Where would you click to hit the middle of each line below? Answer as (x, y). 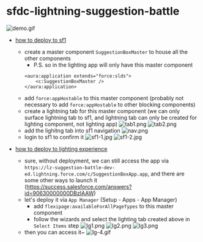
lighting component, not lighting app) (71, 124)
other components (48, 58)
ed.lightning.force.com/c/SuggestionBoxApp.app (86, 174)
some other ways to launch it (61, 180)
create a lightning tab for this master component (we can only (102, 111)
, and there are (166, 174)
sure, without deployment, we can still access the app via (97, 161)
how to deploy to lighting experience (61, 148)
